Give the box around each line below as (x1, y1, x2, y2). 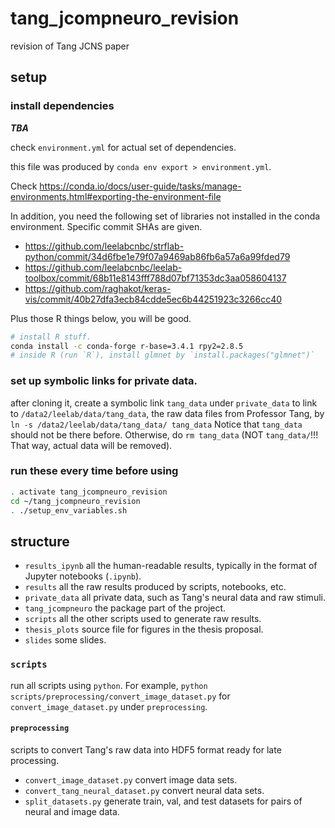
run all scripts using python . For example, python (10, 679, 208, 691)
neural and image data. (24, 805, 120, 817)
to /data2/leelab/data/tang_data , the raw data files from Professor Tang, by (10, 407, 325, 419)
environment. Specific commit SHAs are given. (10, 220, 203, 232)
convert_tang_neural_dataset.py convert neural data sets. (24, 784, 265, 796)
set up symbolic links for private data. (10, 374, 198, 388)
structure (10, 533, 70, 550)
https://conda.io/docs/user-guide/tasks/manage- (39, 180, 242, 192)
